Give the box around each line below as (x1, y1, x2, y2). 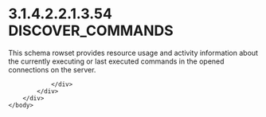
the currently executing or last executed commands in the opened (8, 57, 225, 66)
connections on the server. (8, 64, 96, 74)
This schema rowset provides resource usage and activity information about (8, 48, 259, 57)
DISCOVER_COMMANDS (8, 21, 174, 40)
